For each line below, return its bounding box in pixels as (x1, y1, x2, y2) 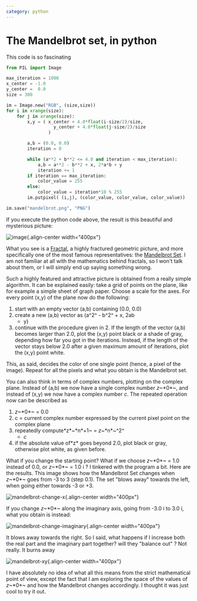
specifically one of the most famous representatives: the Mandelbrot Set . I (6, 251, 186, 258)
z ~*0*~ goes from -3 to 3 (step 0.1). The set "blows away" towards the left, (6, 476, 190, 483)
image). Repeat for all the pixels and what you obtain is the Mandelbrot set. (6, 366, 188, 373)
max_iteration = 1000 (6, 75, 59, 81)
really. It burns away (6, 546, 55, 553)
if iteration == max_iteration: (27, 173, 107, 179)
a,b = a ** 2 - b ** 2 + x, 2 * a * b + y (37, 162, 122, 168)
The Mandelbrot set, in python (6, 34, 157, 47)
